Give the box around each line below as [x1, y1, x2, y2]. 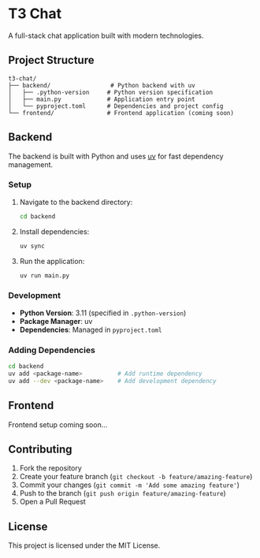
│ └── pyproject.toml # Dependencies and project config [8, 102, 224, 110]
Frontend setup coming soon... [8, 419, 108, 430]
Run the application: [19, 256, 85, 266]
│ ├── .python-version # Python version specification [8, 88, 214, 96]
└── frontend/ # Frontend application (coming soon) [8, 109, 235, 117]
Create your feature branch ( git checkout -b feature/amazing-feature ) [19, 472, 253, 482]
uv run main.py [19, 271, 70, 280]
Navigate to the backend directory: [19, 197, 133, 206]
